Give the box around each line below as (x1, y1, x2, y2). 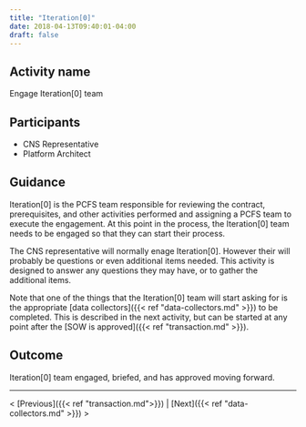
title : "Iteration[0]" (9, 13, 96, 23)
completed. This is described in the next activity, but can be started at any (9, 311, 289, 322)
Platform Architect (22, 148, 91, 159)
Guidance (9, 175, 66, 190)
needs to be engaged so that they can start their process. (9, 228, 226, 239)
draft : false (9, 30, 59, 39)
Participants (9, 115, 80, 130)
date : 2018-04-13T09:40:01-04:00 (9, 22, 137, 31)
